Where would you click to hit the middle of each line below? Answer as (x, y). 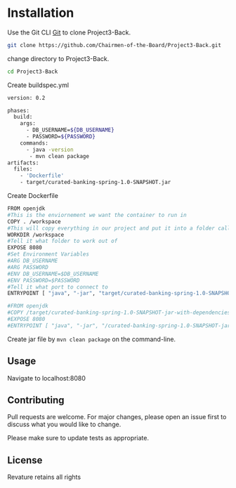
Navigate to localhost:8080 (47, 378)
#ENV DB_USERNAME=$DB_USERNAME (53, 274)
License (25, 460)
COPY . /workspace (34, 222)
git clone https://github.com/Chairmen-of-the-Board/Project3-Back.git (114, 45)
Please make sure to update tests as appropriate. (78, 438)
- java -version (50, 150)
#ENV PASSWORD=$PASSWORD (44, 280)
